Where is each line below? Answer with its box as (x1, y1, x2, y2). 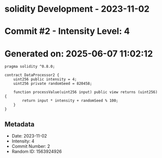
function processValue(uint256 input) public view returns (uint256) (13, 90, 158, 95)
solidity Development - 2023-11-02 (4, 3, 150, 15)
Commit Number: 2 (11, 143, 50, 149)
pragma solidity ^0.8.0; (4, 64, 55, 69)
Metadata (4, 120, 35, 128)
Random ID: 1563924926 (11, 149, 62, 155)
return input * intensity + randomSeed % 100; (22, 99, 119, 103)
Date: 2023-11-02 (11, 133, 47, 139)
